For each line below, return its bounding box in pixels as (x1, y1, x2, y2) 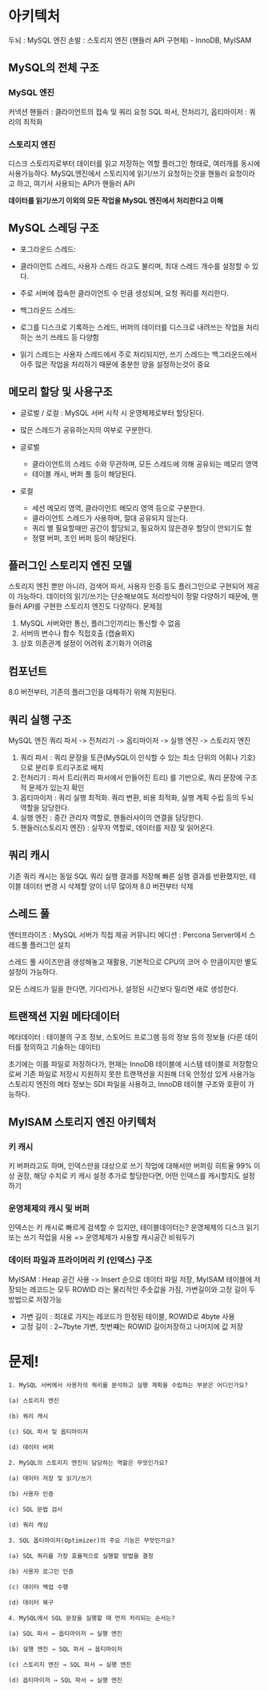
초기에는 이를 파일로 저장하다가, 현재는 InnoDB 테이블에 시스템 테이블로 (8, 1059, 231, 1069)
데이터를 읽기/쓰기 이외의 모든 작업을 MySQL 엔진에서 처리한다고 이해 (8, 196, 224, 205)
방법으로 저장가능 (8, 1294, 62, 1304)
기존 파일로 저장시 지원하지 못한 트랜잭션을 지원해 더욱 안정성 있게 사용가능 (22, 1069, 256, 1079)
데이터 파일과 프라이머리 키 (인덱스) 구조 (8, 1255, 153, 1266)
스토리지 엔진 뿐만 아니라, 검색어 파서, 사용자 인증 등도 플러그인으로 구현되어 (8, 582, 246, 591)
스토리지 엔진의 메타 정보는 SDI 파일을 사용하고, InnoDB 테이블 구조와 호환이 (8, 1080, 246, 1089)
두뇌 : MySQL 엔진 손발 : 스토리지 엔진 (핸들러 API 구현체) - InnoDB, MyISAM (8, 35, 252, 45)
